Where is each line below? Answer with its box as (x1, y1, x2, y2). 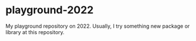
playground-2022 (5, 3, 94, 17)
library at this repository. (5, 28, 65, 35)
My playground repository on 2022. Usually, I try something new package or (5, 23, 190, 29)
